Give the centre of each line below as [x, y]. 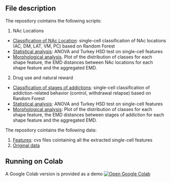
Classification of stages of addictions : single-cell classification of [81, 87]
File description [31, 8]
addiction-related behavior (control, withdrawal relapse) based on [82, 93]
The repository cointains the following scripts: [54, 20]
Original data [26, 145]
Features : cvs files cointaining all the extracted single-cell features [82, 140]
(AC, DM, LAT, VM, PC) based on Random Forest [64, 46]
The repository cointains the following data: [51, 130]
